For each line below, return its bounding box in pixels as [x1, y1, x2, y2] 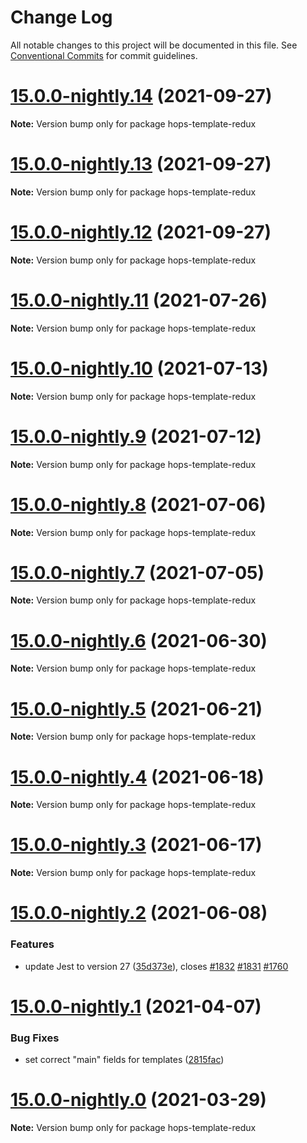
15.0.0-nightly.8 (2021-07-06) [10, 493, 267, 516]
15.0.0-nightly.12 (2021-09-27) [10, 221, 272, 243]
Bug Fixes [10, 1031, 60, 1045]
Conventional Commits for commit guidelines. [10, 49, 198, 61]
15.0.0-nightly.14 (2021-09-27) [10, 85, 273, 108]
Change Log [10, 6, 113, 29]
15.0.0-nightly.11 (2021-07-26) [10, 289, 268, 311]
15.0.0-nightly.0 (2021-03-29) [10, 1089, 267, 1111]
